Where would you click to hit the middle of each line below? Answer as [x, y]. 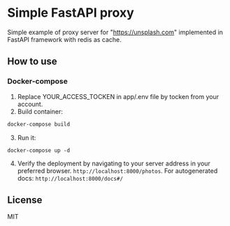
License [25, 200]
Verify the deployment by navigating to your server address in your [114, 163]
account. [30, 104]
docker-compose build [39, 124]
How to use [32, 62]
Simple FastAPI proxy [71, 13]
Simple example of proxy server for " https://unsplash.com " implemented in [115, 32]
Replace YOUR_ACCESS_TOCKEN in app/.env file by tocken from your [118, 96]
